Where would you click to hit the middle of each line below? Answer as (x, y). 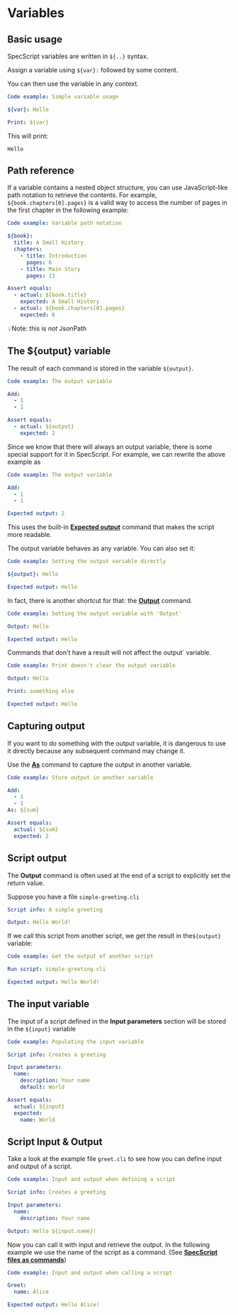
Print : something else (41, 692)
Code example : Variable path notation (64, 223)
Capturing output (46, 726)
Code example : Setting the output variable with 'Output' (95, 614)
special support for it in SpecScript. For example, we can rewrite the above (116, 454)
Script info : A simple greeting (55, 909)
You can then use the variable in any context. (73, 84)
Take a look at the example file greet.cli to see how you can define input (114, 1159)
